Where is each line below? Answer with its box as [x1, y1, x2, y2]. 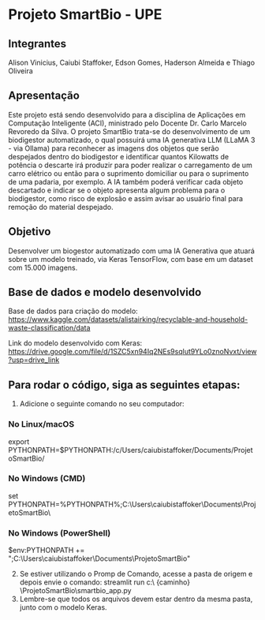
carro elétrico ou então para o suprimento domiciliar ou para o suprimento [8, 168, 249, 178]
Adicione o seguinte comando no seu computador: [19, 399, 185, 409]
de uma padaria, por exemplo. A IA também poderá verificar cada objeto [8, 177, 244, 186]
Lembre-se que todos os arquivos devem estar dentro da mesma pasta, [19, 594, 253, 604]
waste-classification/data [8, 323, 91, 333]
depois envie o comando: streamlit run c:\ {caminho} [19, 577, 191, 587]
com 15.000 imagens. [8, 263, 78, 272]
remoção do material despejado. [8, 202, 114, 211]
